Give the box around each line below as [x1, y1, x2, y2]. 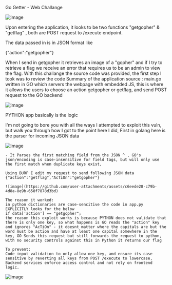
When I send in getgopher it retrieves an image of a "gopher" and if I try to [5, 59, 163, 66]
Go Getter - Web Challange [5, 5, 63, 10]
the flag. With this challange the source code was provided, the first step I [5, 70, 162, 76]
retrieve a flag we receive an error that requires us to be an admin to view [5, 65, 161, 71]
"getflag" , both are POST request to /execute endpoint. [5, 30, 123, 35]
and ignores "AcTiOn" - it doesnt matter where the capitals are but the [5, 225, 167, 230]
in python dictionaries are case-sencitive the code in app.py [5, 202, 144, 207]
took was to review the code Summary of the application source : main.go [5, 76, 162, 82]
